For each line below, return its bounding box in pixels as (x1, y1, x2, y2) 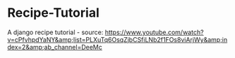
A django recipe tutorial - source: (7, 28, 104, 36)
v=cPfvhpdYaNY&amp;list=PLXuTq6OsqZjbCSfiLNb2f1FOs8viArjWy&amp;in (7, 35, 228, 43)
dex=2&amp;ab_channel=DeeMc (7, 43, 102, 51)
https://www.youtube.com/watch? (104, 28, 204, 36)
